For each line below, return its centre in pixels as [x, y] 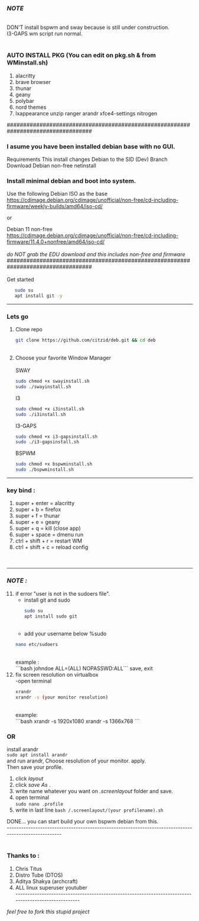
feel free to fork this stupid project [48, 912]
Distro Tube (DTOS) [39, 875]
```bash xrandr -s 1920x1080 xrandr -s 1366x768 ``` [77, 721]
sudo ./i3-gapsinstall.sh [47, 442]
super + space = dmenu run [49, 535]
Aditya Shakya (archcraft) [47, 881]
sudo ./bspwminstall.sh [45, 470]
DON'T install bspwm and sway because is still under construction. [88, 27]
